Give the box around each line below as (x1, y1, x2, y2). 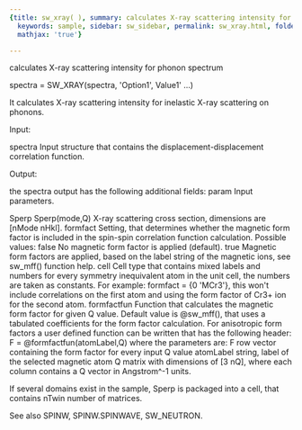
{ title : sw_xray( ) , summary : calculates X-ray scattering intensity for (9, 13, 292, 22)
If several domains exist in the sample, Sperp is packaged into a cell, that (9, 383, 280, 394)
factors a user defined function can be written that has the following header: (9, 327, 292, 338)
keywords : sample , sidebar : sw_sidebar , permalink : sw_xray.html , (17, 22, 271, 31)
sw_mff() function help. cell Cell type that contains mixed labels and (9, 261, 261, 272)
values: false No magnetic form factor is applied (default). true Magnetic (9, 242, 277, 253)
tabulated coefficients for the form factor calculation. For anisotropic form (9, 318, 283, 329)
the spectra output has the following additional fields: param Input (9, 186, 253, 197)
